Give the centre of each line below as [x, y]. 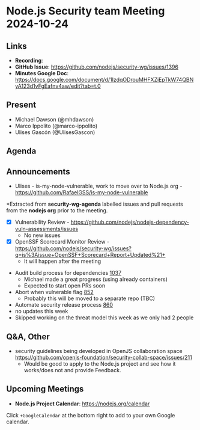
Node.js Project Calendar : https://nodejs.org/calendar [82, 404]
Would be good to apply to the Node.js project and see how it [100, 364]
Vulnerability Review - [42, 222]
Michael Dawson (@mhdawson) [54, 119]
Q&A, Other [28, 336]
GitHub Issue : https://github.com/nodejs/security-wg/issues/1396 [97, 67]
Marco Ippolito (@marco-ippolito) [56, 126]
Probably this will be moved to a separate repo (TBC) [89, 298]
